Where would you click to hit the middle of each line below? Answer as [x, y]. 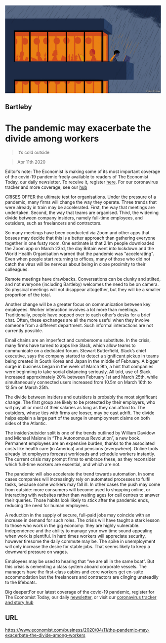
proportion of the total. [28, 295]
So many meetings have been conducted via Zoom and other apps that [77, 232]
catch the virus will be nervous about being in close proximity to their [75, 264]
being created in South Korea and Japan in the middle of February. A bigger [82, 361]
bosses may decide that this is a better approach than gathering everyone [80, 238]
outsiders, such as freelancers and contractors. [53, 223]
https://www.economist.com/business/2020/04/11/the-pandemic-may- [77, 630]
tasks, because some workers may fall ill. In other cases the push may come [83, 484]
